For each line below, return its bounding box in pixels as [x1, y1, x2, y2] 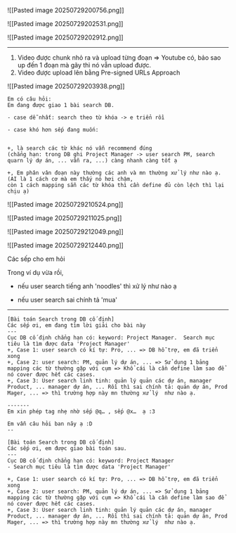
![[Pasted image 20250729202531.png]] [7, 20, 124, 27]
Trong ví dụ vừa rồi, [7, 269, 64, 276]
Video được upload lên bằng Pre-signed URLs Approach [17, 68, 181, 77]
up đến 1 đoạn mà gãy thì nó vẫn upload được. [17, 61, 152, 69]
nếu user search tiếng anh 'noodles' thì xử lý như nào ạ [17, 282, 177, 290]
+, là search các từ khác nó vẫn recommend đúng [7, 145, 152, 152]
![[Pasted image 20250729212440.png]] [7, 241, 124, 249]
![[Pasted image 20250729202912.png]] [7, 33, 124, 41]
